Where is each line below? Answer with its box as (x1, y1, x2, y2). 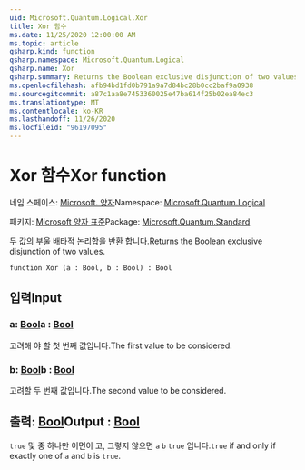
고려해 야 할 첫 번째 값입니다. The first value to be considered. (9, 340, 233, 351)
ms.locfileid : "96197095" (9, 124, 107, 133)
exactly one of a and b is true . (9, 450, 121, 461)
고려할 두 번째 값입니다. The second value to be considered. (9, 385, 227, 395)
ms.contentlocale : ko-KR (9, 106, 103, 115)
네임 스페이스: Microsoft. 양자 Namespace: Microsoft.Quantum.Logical (9, 196, 266, 207)
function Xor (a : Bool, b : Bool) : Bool (9, 263, 172, 273)
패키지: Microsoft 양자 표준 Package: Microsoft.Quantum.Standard (9, 215, 251, 227)
